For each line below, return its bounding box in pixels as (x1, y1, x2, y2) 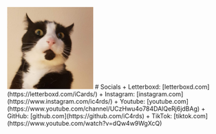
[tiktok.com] (173, 111, 208, 120)
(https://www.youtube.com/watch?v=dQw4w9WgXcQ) (7, 119, 162, 127)
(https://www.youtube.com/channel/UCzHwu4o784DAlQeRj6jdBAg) (7, 104, 200, 113)
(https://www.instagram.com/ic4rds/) (7, 97, 113, 105)
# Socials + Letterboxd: (94, 82, 161, 91)
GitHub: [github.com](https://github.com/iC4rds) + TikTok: (7, 111, 173, 120)
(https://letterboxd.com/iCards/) (7, 89, 98, 98)
